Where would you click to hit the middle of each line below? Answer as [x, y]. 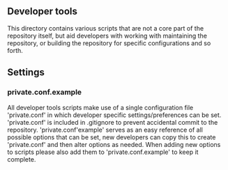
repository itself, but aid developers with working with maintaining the [107, 36]
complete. [22, 159]
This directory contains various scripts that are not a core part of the [106, 28]
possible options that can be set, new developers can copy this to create [112, 137]
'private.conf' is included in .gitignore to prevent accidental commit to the [113, 122]
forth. [15, 50]
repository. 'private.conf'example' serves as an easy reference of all [105, 130]
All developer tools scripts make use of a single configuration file [100, 107]
